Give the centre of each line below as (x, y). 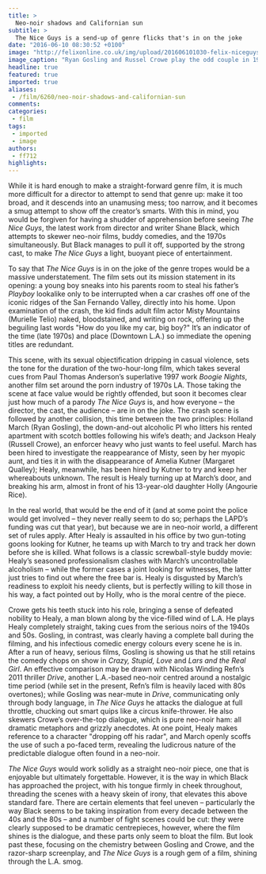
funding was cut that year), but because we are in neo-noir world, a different (133, 527)
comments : (25, 104)
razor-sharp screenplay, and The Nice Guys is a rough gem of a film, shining (133, 853)
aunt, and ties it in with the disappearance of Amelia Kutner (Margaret (122, 461)
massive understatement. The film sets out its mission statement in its (122, 277)
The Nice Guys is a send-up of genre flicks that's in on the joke (129, 38)
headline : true (33, 67)
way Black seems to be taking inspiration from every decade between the (128, 811)
